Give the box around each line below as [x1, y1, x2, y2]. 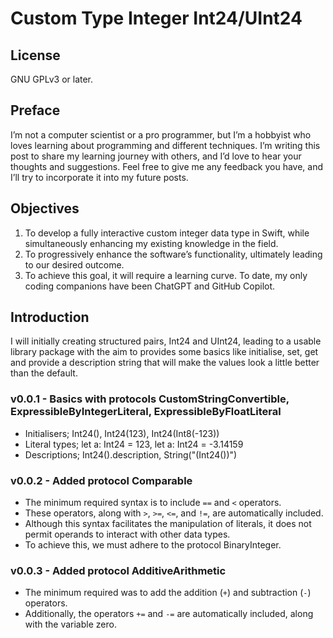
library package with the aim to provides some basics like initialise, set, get [10, 346, 319, 358]
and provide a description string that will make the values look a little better [10, 357, 320, 369]
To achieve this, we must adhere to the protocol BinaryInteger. [24, 539, 282, 551]
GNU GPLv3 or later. [10, 73, 94, 85]
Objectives [10, 200, 80, 217]
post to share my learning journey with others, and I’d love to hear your [10, 150, 302, 162]
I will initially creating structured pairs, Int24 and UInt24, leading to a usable [10, 335, 322, 347]
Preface [10, 102, 61, 119]
